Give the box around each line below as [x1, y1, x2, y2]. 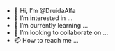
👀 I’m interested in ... [13, 14, 73, 22]
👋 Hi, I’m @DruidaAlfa [13, 7, 76, 14]
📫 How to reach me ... [13, 37, 79, 44]
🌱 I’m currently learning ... [13, 21, 89, 29]
